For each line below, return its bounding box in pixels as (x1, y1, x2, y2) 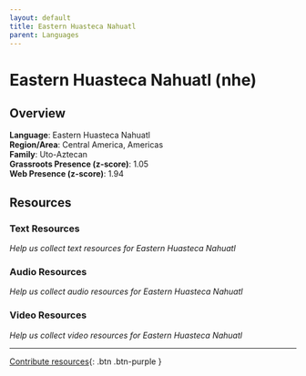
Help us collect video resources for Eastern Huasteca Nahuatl (9, 330, 243, 340)
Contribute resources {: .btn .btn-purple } (9, 356, 162, 367)
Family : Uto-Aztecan (9, 149, 88, 160)
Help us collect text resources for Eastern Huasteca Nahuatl (9, 243, 237, 254)
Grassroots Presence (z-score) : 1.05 (9, 158, 148, 169)
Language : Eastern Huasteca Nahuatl (9, 129, 150, 141)
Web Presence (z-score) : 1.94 (9, 168, 125, 179)
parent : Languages (9, 30, 79, 39)
